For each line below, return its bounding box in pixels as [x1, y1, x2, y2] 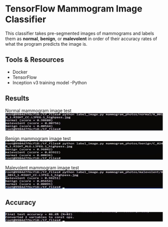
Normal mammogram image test [5, 107, 71, 113]
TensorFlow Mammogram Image [5, 3, 142, 15]
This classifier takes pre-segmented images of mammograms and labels [5, 30, 154, 36]
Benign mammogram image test [5, 135, 71, 141]
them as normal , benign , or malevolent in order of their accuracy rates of [5, 36, 157, 42]
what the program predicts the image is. [5, 41, 87, 47]
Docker [12, 69, 28, 75]
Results [5, 94, 29, 103]
